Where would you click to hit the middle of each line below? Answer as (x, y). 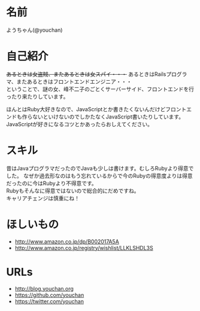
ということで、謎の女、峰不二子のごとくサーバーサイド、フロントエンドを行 (100, 89)
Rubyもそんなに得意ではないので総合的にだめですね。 (73, 190)
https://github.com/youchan (49, 295)
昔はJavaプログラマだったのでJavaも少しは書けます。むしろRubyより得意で (100, 168)
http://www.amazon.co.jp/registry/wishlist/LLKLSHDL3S (84, 248)
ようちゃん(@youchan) (34, 30)
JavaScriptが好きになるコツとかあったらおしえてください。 (80, 124)
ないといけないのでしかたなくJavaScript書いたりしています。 (108, 117)
